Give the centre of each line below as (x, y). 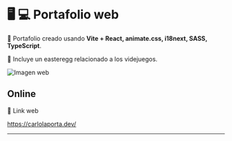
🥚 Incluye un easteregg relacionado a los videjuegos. (82, 59)
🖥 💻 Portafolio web (63, 15)
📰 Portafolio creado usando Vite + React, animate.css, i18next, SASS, (107, 38)
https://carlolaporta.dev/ (42, 124)
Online (22, 94)
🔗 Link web (23, 110)
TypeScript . (25, 45)
